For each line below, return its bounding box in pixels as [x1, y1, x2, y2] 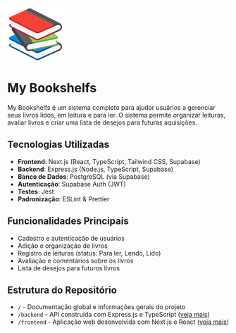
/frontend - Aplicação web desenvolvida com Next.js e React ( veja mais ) [17, 318, 230, 326]
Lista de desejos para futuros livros [17, 263, 120, 272]
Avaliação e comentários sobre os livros [17, 256, 134, 265]
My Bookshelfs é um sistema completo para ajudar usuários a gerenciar [7, 103, 216, 111]
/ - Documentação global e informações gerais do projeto [17, 303, 186, 311]
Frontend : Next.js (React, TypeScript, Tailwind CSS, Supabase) [17, 157, 201, 165]
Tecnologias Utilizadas [7, 139, 110, 151]
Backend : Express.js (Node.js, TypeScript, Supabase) [17, 165, 174, 173]
